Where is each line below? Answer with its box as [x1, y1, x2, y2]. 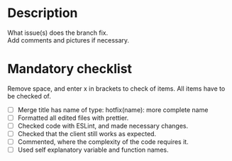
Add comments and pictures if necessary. [7, 35, 130, 44]
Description [7, 5, 78, 21]
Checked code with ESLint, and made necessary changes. [17, 122, 189, 130]
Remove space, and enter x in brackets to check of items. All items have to [7, 84, 226, 93]
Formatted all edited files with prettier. [17, 113, 129, 122]
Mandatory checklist [7, 61, 133, 77]
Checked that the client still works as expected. [17, 130, 157, 138]
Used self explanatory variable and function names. [17, 145, 169, 154]
